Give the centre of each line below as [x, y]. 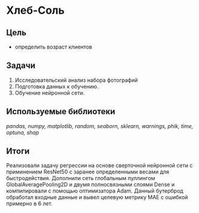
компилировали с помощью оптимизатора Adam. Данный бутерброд [95, 191]
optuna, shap [23, 132]
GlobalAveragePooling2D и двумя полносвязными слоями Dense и [91, 185]
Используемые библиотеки [61, 112]
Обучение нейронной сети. [50, 93]
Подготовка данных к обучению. [56, 86]
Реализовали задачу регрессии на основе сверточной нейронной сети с [99, 166]
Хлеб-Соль [35, 10]
